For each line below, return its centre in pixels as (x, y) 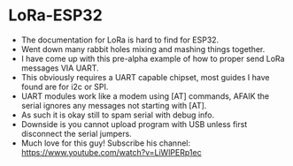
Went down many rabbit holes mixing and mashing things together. (143, 49)
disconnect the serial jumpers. (76, 133)
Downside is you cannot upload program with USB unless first (134, 124)
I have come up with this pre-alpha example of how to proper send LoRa (153, 58)
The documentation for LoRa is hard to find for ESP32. (120, 40)
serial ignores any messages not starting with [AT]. (114, 105)
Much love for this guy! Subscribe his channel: (106, 143)
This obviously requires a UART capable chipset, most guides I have (145, 77)
